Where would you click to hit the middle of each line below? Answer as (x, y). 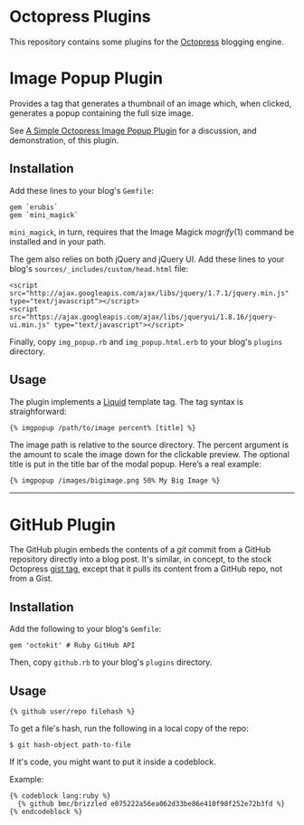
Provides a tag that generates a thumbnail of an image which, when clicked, (151, 103)
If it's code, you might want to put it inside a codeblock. (113, 762)
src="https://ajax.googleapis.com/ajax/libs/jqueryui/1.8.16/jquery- (143, 317)
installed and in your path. (58, 241)
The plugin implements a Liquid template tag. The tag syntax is (127, 401)
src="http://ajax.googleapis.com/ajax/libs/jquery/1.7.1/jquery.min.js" (149, 293)
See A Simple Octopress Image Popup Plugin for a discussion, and (133, 130)
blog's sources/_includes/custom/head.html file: (99, 268)
